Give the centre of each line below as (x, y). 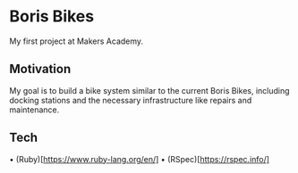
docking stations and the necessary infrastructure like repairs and (131, 100)
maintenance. (34, 110)
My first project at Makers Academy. (77, 41)
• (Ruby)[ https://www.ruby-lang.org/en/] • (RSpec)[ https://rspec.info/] (140, 159)
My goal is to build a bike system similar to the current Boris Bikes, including (149, 90)
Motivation (40, 69)
